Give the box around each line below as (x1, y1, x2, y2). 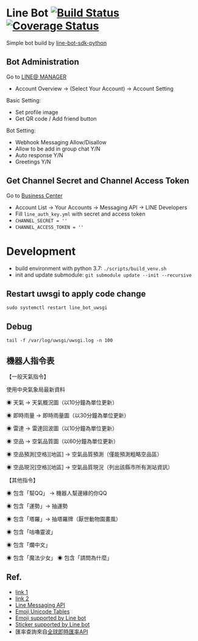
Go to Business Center (6, 192, 63, 199)
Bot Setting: (6, 127, 36, 134)
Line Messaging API (15, 601, 66, 609)
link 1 (15, 588, 29, 595)
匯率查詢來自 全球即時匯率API (15, 628, 88, 635)
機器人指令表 (6, 355, 55, 366)
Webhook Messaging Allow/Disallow (15, 138, 107, 146)
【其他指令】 (6, 476, 38, 484)
